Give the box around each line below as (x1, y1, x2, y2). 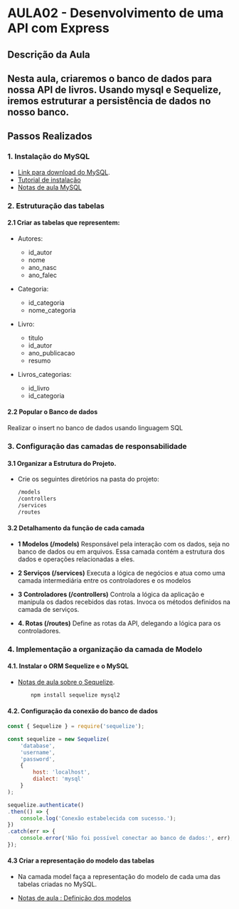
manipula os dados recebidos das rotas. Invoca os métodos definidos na (17, 597, 231, 606)
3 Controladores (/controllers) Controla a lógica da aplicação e (17, 590, 205, 598)
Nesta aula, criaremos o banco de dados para (7, 73, 212, 85)
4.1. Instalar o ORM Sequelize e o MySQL (7, 662, 129, 670)
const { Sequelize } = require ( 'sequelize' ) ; (7, 723, 144, 730)
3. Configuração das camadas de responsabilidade (7, 441, 187, 451)
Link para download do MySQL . (17, 167, 110, 176)
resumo (28, 356, 51, 365)
